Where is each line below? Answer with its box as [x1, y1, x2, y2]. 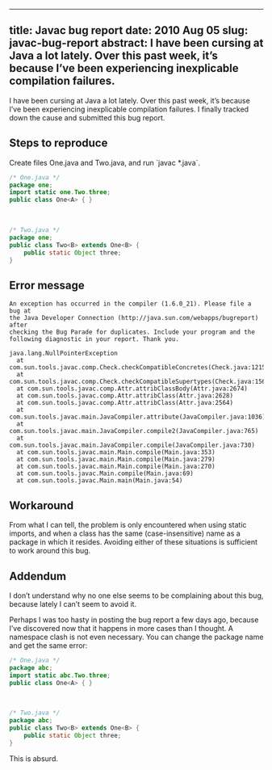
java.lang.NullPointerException [9, 349, 118, 358]
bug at [9, 307, 31, 315]
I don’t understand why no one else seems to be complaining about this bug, [9, 591, 264, 600]
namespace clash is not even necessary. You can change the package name [9, 632, 264, 642]
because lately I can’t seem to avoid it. [9, 599, 136, 608]
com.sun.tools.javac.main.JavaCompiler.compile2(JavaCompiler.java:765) [9, 427, 259, 435]
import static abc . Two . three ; [9, 671, 111, 680]
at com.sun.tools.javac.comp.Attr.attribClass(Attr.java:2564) [16, 399, 233, 407]
